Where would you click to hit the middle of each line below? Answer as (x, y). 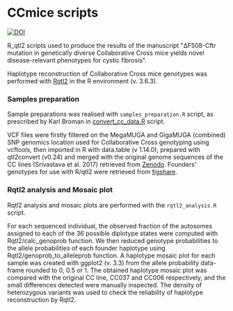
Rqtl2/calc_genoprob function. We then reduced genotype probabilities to (113, 240)
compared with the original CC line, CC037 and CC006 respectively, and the (116, 277)
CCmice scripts (53, 13)
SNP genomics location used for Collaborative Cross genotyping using (109, 142)
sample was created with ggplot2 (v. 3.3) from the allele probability (103, 262)
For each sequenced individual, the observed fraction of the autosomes (110, 226)
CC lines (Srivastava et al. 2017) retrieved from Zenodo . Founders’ (102, 165)
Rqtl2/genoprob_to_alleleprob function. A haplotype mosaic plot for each (111, 255)
